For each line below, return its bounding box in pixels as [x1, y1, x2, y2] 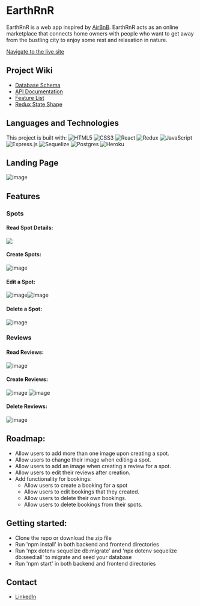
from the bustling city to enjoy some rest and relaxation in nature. [6, 36, 168, 43]
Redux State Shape [14, 100, 63, 108]
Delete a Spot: [6, 305, 43, 312]
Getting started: [6, 518, 67, 528]
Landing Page [6, 158, 59, 168]
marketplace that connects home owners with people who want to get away [6, 29, 194, 37]
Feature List [14, 94, 44, 101]
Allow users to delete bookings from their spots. [23, 501, 143, 508]
